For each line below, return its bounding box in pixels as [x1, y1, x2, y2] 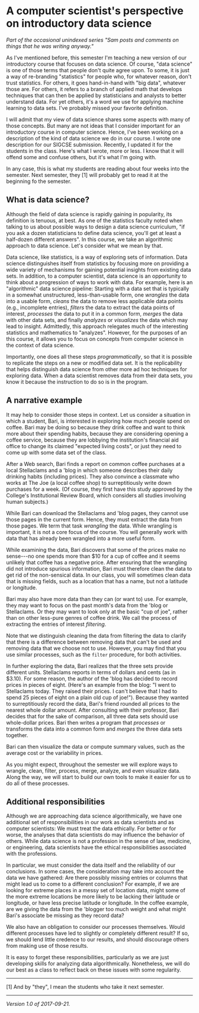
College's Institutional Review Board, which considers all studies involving [6, 491, 187, 499]
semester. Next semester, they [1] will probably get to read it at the [6, 171, 168, 178]
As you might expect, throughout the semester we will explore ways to [6, 761, 178, 768]
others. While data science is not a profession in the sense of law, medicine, [6, 838, 191, 845]
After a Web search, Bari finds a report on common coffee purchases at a [6, 460, 185, 467]
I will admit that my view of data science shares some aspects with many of [6, 115, 191, 123]
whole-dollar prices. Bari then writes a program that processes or [6, 719, 166, 726]
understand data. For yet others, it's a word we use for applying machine [6, 98, 184, 105]
